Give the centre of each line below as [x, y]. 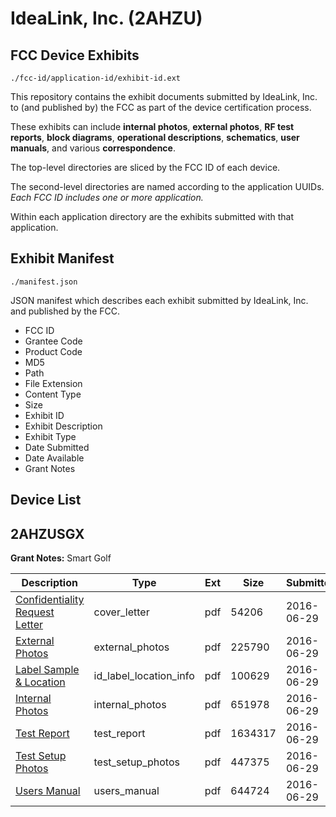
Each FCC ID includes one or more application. [107, 197]
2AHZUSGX [47, 533]
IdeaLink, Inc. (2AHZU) [106, 18]
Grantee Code [53, 341]
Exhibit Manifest [62, 258]
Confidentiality [50, 600]
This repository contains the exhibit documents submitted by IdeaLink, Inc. [164, 96]
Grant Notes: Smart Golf [61, 558]
